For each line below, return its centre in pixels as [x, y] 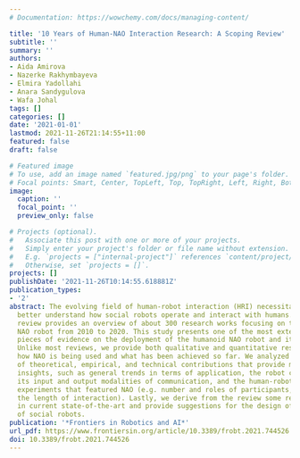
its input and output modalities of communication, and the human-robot [155, 381]
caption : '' [40, 199]
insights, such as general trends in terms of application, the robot [151, 373]
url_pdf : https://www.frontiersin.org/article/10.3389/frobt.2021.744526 [150, 431]
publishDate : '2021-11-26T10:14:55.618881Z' [93, 282]
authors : [25, 59]
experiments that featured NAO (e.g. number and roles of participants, [155, 389]
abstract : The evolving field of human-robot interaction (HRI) [131, 306]
